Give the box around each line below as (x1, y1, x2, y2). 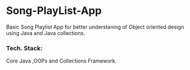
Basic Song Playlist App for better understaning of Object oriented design (6, 23, 184, 30)
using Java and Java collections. (6, 29, 85, 36)
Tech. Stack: (6, 44, 43, 52)
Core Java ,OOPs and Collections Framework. (6, 57, 117, 65)
